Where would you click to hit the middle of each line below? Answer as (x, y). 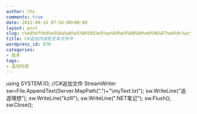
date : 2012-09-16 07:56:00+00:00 (47, 22)
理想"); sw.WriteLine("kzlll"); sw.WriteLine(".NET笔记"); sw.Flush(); (91, 98)
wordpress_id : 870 (28, 45)
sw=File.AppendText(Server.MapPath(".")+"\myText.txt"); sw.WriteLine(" (94, 91)
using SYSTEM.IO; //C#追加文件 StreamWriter (61, 83)
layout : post (22, 28)
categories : (21, 50)
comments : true (25, 17)
